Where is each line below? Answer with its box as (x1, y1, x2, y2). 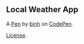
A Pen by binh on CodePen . (6, 20, 73, 27)
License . (6, 32, 27, 39)
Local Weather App (6, 5, 79, 15)
